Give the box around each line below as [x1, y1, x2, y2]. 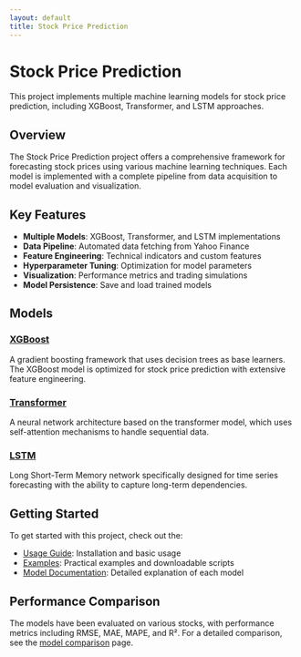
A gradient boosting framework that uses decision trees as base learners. [9, 354, 285, 364]
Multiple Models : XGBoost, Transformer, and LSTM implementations [22, 231, 281, 242]
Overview [9, 127, 67, 142]
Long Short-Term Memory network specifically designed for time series [9, 470, 278, 481]
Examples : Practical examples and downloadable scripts [22, 558, 234, 569]
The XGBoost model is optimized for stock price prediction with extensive [9, 364, 285, 375]
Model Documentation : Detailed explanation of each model [22, 567, 244, 579]
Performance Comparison [9, 593, 161, 609]
